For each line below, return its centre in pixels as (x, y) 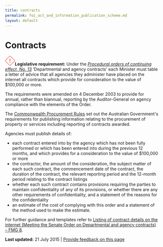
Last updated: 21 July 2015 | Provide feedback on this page (65, 239)
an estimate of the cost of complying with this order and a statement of (83, 205)
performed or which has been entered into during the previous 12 (77, 148)
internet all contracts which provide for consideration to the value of (73, 80)
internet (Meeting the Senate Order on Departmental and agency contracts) (81, 225)
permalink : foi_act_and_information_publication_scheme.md (66, 15)
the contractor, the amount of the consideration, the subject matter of (82, 164)
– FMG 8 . (14, 230)
